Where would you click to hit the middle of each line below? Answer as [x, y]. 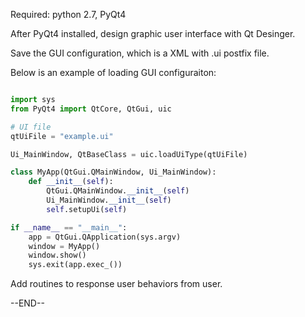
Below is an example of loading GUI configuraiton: [113, 72]
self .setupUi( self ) [87, 209]
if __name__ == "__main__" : [69, 227]
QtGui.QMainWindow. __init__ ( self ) [118, 191]
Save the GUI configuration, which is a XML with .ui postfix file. [140, 53]
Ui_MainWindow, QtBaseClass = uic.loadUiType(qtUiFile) [129, 154]
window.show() [57, 255]
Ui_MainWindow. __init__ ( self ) [109, 200]
